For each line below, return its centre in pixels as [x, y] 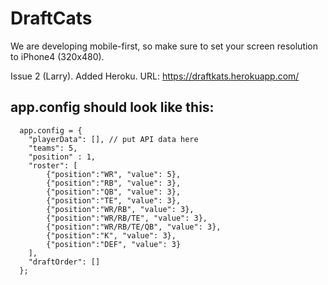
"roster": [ [53, 165]
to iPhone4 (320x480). [57, 56]
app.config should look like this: [112, 107]
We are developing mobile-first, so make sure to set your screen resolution [164, 46]
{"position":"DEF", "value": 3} [114, 244]
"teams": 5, [53, 148]
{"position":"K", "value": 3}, [111, 235]
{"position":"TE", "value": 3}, [114, 200]
